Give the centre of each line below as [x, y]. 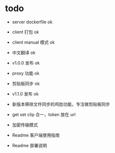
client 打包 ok [25, 32]
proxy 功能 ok [26, 73]
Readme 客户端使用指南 [36, 135]
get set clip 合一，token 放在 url [44, 114]
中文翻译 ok [24, 52]
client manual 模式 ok [33, 42]
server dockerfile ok [32, 22]
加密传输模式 [25, 125]
